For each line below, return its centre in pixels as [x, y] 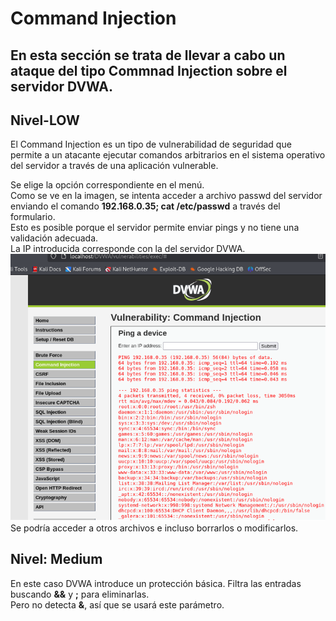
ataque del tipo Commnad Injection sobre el [149, 70]
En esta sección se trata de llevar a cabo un [148, 55]
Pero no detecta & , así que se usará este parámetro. [117, 604]
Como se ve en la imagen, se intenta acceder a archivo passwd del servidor [166, 196]
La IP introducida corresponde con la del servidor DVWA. [128, 249]
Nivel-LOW [45, 120]
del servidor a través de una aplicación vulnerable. [114, 166]
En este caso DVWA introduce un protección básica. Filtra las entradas [156, 583]
